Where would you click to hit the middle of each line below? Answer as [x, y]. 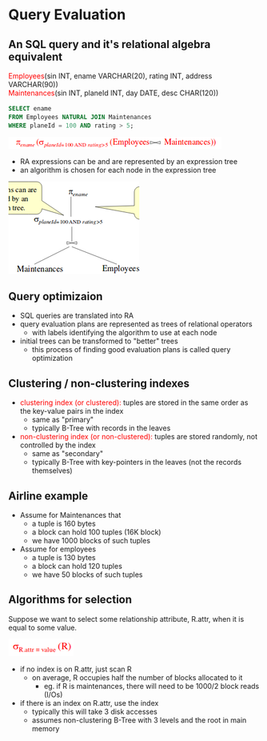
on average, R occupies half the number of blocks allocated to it [137, 677]
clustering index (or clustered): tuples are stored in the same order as [134, 403]
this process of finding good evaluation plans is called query [131, 350]
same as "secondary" [68, 454]
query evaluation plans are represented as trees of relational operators [136, 324]
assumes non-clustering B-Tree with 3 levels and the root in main [139, 720]
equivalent [36, 56]
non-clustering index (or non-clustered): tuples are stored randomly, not [139, 437]
